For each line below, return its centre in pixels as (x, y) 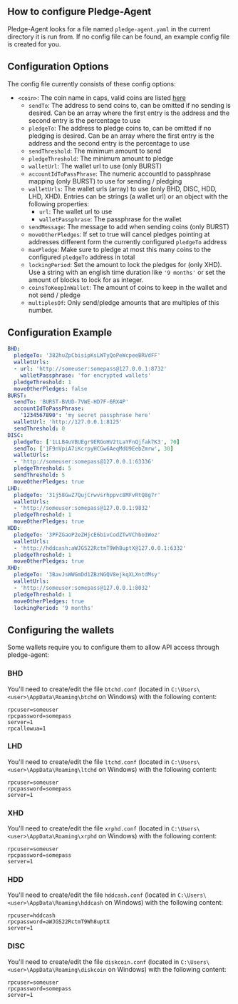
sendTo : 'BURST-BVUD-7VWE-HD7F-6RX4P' (72, 402)
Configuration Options (58, 67)
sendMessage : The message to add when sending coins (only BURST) (129, 226)
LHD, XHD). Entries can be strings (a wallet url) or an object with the (128, 196)
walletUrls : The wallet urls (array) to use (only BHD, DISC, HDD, (123, 189)
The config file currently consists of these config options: (92, 84)
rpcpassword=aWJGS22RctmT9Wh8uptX (59, 922)
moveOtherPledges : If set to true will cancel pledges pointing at (119, 234)
